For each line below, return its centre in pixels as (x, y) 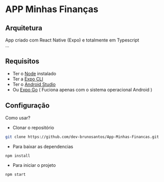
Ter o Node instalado (34, 73)
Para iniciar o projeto (34, 165)
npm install (18, 156)
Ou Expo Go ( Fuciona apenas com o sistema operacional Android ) (82, 89)
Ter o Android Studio (34, 84)
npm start (16, 175)
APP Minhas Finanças (52, 9)
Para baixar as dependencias (43, 146)
